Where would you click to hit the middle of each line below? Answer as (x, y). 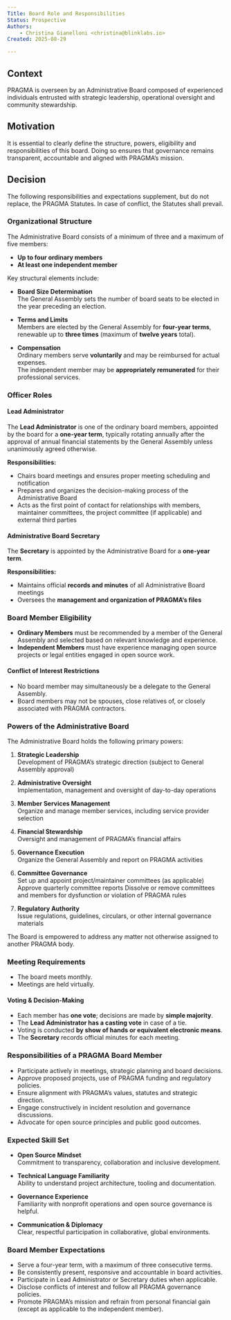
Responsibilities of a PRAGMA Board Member (85, 1056)
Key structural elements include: (53, 278)
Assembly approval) (46, 769)
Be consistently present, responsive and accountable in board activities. (120, 1272)
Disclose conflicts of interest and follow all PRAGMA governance (109, 1287)
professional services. (49, 377)
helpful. (28, 1211)
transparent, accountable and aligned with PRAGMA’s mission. (96, 158)
